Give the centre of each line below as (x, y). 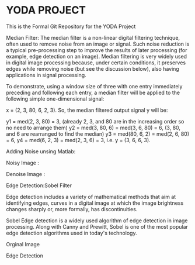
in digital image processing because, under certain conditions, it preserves (96, 63)
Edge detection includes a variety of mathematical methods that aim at (91, 197)
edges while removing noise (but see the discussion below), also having (93, 68)
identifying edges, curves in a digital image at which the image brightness (95, 203)
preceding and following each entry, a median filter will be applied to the (93, 92)
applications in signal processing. (46, 75)
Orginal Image (23, 244)
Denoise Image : (26, 174)
